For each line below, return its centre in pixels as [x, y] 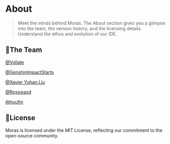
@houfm [14, 102]
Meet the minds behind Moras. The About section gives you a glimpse [91, 23]
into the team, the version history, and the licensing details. [80, 28]
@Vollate [15, 62]
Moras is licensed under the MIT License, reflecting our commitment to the [84, 130]
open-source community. [32, 135]
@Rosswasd [18, 92]
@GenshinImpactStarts [30, 72]
